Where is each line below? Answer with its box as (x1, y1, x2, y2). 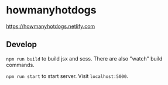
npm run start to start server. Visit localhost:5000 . (6, 72, 129, 79)
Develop (6, 40, 37, 49)
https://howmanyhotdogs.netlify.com (6, 23, 95, 30)
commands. (6, 61, 35, 68)
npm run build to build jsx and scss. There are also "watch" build (6, 55, 163, 62)
